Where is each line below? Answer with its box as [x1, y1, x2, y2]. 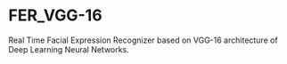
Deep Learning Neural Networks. [8, 44, 130, 54]
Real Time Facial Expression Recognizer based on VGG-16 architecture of [8, 35, 278, 45]
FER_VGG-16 [8, 5, 103, 26]
